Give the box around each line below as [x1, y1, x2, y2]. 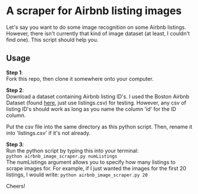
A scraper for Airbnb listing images [6, 4, 182, 18]
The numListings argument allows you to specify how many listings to [6, 158, 176, 166]
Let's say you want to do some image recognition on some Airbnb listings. [6, 24, 186, 31]
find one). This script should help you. [6, 36, 99, 43]
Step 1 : [6, 69, 23, 76]
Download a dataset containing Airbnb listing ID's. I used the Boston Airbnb [6, 93, 190, 100]
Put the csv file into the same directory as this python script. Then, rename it [6, 123, 193, 130]
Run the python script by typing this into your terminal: [6, 147, 139, 154]
